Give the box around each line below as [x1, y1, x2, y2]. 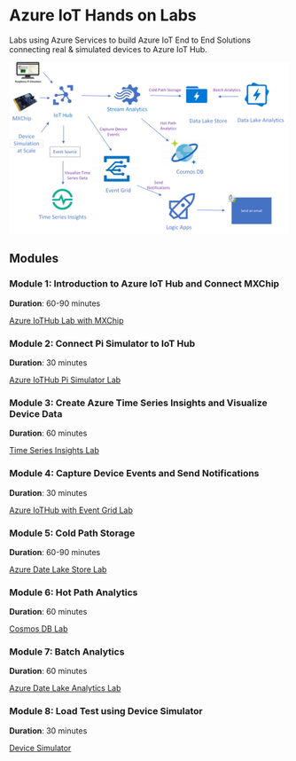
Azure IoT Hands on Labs [9, 5, 197, 26]
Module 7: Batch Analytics [9, 646, 125, 658]
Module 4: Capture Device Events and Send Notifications [9, 467, 260, 480]
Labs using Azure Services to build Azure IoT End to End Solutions [9, 35, 251, 45]
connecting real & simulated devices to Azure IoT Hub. [9, 43, 208, 54]
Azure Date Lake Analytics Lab [9, 683, 121, 694]
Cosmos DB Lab [9, 624, 68, 634]
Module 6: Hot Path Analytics [9, 586, 138, 599]
